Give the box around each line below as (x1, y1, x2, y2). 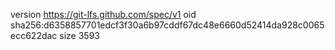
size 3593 (59, 30, 100, 41)
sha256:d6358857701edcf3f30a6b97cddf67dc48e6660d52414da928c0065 (10, 19, 325, 31)
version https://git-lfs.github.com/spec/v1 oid (10, 9, 197, 20)
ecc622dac (10, 30, 58, 41)
